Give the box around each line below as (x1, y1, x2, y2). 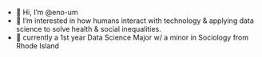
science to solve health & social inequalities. (15, 25, 161, 33)
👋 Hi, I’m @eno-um (15, 8, 78, 17)
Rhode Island (15, 41, 60, 51)
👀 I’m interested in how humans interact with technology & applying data (15, 16, 254, 25)
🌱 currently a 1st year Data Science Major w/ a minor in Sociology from (15, 32, 249, 42)
